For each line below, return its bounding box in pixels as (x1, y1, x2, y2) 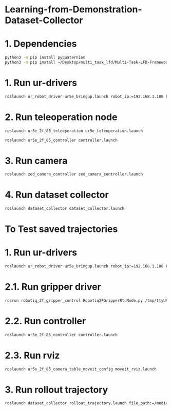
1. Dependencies (5, 38, 78, 50)
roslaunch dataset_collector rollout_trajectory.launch (5, 401, 127, 406)
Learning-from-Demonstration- (5, 4, 142, 15)
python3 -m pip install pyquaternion (5, 55, 86, 60)
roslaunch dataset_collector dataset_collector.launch (5, 206, 125, 211)
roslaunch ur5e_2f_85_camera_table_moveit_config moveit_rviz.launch (5, 366, 157, 371)
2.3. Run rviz (5, 349, 60, 361)
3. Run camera (5, 155, 68, 166)
